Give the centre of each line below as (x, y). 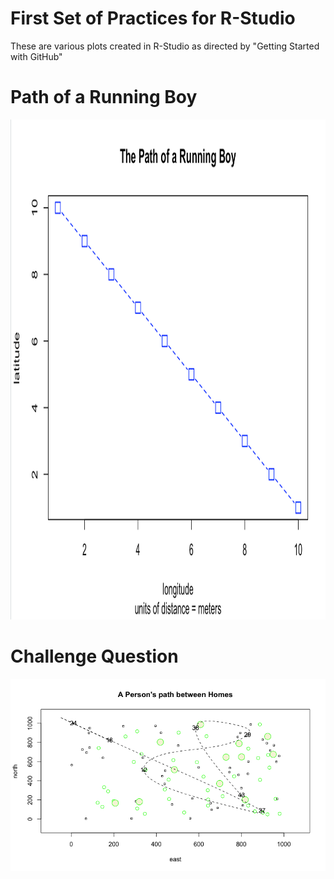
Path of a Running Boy (104, 97)
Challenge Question (94, 656)
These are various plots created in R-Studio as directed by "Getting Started (165, 46)
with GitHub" (36, 56)
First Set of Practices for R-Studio (153, 18)
